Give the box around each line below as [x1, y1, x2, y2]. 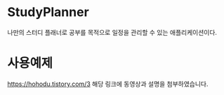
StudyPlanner [7, 4, 89, 20]
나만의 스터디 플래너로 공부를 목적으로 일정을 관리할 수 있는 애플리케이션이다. [7, 28, 218, 36]
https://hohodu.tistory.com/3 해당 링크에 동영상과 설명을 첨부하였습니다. [7, 80, 209, 88]
